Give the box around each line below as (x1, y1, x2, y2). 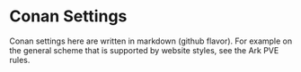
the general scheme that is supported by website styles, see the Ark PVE (9, 44, 279, 55)
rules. (9, 54, 31, 65)
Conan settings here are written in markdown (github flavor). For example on (9, 36, 293, 46)
